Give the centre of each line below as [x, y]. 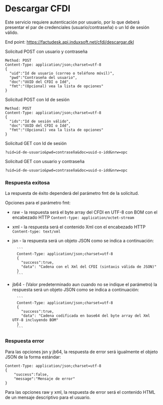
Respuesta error [25, 341]
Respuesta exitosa [28, 183]
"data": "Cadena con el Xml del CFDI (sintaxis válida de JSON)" [89, 267]
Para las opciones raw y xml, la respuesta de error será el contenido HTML [80, 392]
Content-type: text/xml [36, 232]
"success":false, [31, 374]
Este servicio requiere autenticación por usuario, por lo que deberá [72, 22]
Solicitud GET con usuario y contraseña [45, 161]
